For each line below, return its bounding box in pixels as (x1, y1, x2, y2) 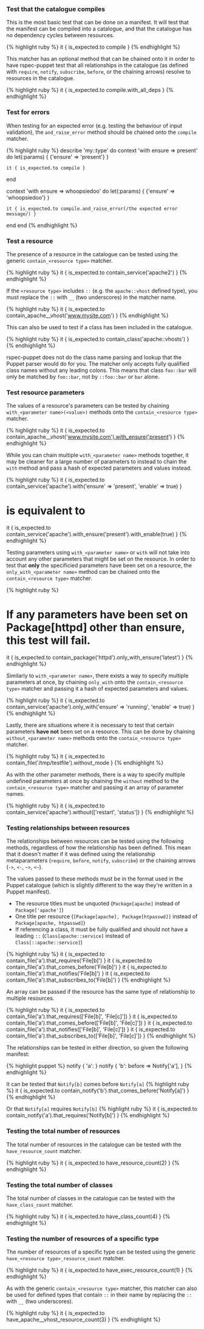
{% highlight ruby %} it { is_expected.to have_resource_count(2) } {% (6, 1159, 180, 1167)
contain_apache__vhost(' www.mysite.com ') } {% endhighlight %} (6, 312, 169, 319)
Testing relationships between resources (6, 823, 130, 832)
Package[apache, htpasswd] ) (15, 919, 86, 927)
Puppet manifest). (6, 888, 51, 896)
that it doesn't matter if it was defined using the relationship (6, 851, 156, 858)
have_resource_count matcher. (6, 1147, 82, 1154)
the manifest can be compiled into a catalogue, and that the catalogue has (6, 25, 192, 32)
